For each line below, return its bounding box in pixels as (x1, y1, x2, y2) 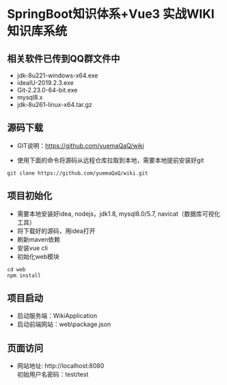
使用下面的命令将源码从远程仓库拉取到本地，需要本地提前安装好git (16, 156, 204, 164)
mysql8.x (16, 93, 43, 101)
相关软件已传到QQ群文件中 (7, 53, 120, 64)
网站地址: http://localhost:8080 (16, 362, 105, 370)
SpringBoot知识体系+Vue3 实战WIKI (7, 6, 215, 22)
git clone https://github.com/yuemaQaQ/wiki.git (7, 169, 148, 177)
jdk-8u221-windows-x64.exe (16, 71, 98, 79)
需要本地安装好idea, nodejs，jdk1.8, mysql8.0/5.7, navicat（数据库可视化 (16, 210, 221, 218)
